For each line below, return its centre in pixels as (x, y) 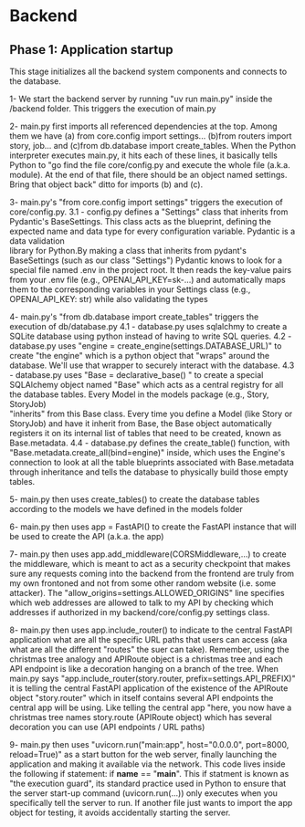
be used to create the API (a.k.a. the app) (87, 536)
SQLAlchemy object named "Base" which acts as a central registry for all (147, 385)
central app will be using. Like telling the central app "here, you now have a (151, 707)
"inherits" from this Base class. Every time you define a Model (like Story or (151, 413)
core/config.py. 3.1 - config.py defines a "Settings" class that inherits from (149, 212)
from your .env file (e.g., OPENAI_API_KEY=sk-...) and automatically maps (147, 280)
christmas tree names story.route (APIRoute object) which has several (141, 717)
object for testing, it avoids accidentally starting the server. (120, 812)
